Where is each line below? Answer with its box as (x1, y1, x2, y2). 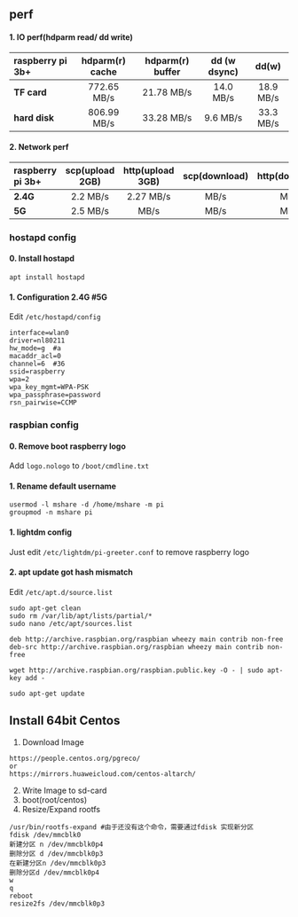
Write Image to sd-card (21, 785, 107, 796)
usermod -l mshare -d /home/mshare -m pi (9, 500, 165, 509)
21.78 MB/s (142, 86, 192, 98)
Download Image (21, 736, 84, 748)
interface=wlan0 (9, 328, 69, 338)
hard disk (13, 111, 55, 123)
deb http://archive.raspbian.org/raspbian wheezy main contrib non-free (9, 634, 284, 644)
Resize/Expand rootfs (21, 803, 101, 814)
